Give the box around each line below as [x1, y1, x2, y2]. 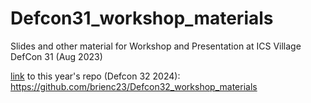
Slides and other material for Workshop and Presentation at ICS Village [10, 40, 302, 52]
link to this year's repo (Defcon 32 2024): [10, 70, 181, 82]
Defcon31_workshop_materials [10, 7, 274, 30]
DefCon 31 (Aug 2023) [10, 50, 103, 62]
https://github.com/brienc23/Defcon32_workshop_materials [10, 80, 258, 92]
